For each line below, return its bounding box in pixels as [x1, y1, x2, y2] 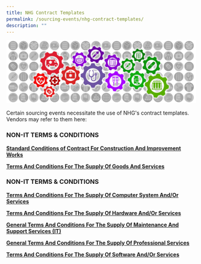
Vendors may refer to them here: [6, 116, 87, 123]
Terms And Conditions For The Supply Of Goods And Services [6, 163, 165, 170]
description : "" [6, 22, 47, 28]
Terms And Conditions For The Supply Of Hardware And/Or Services [6, 209, 182, 216]
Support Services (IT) [6, 227, 61, 234]
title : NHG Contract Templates [6, 10, 85, 16]
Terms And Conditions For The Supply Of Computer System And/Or [6, 191, 179, 198]
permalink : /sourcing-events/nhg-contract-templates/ [6, 16, 144, 22]
